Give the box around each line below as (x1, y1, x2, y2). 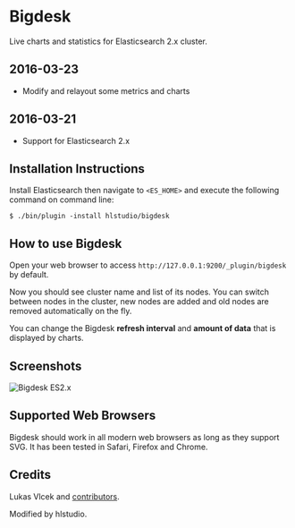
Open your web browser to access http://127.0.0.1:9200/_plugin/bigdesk (9, 260, 287, 270)
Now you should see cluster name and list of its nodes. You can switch (9, 286, 270, 297)
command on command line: (9, 194, 114, 205)
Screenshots (9, 358, 82, 373)
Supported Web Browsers (9, 408, 156, 423)
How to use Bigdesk (9, 235, 122, 251)
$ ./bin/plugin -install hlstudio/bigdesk (9, 212, 170, 221)
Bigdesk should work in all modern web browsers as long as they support (9, 431, 280, 442)
